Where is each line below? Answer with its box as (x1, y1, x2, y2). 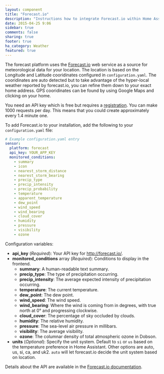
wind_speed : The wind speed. (19, 297, 81, 303)
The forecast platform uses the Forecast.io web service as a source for (5, 62, 148, 67)
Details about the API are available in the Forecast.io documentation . (5, 364, 143, 370)
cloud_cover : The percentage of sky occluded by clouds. (19, 312, 136, 318)
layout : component (5, 7, 42, 12)
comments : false (5, 30, 38, 35)
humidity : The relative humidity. (19, 318, 84, 324)
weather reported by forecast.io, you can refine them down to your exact (5, 82, 151, 88)
